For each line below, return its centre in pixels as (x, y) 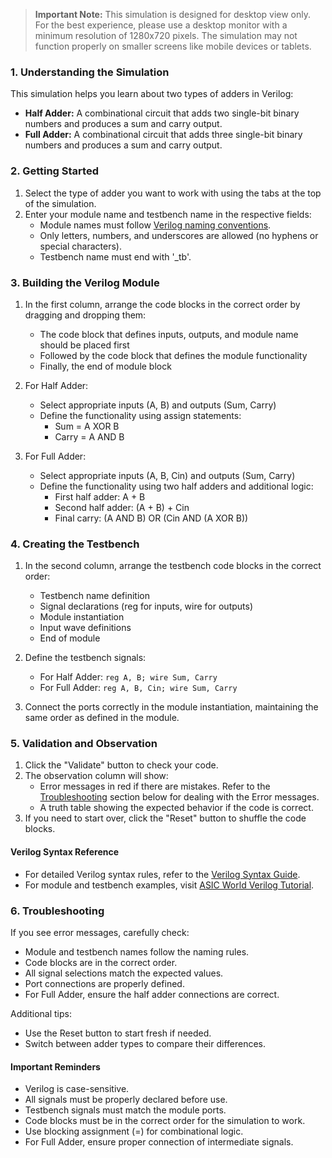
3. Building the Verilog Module (85, 282)
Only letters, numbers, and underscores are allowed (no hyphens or (179, 235)
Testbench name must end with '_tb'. (115, 256)
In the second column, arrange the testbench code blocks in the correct (173, 566)
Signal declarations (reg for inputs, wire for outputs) (146, 606)
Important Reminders (55, 1066)
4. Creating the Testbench (75, 544)
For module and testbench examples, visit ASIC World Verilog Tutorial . (169, 885)
